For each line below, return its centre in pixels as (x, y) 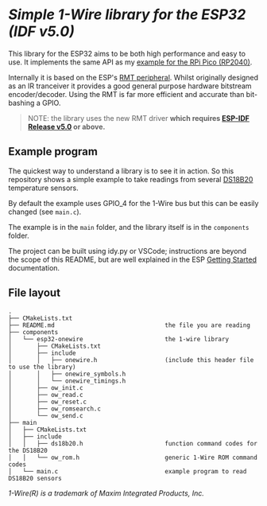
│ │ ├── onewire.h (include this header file (131, 360)
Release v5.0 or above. (66, 127)
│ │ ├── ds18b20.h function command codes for (133, 443)
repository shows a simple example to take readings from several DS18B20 (131, 179)
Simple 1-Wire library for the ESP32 (127, 15)
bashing (21, 103)
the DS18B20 (28, 450)
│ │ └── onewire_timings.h (67, 381)
